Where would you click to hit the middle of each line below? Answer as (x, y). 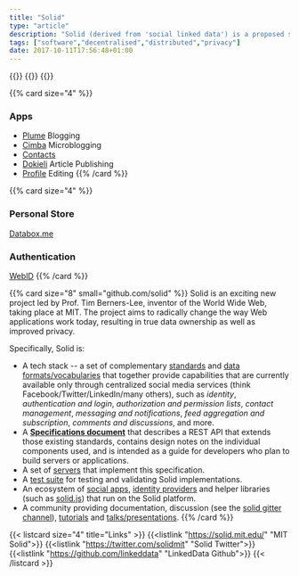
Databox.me (32, 234)
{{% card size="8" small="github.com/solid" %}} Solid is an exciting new (143, 293)
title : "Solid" (37, 17)
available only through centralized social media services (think (136, 385)
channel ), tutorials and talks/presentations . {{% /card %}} (128, 517)
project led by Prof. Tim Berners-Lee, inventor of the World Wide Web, (138, 303)
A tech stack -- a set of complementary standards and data (131, 366)
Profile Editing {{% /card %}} (75, 174)
